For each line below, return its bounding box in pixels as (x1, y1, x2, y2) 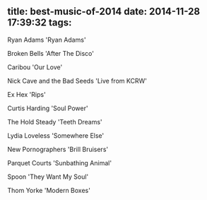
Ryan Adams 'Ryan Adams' (7, 35, 86, 44)
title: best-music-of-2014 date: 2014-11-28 (7, 6, 200, 18)
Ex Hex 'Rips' (7, 90, 46, 98)
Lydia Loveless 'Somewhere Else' (7, 131, 105, 140)
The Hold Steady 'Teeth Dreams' (7, 117, 102, 126)
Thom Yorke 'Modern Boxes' (7, 186, 90, 194)
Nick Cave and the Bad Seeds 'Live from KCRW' (7, 76, 147, 85)
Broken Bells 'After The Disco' (7, 49, 94, 57)
